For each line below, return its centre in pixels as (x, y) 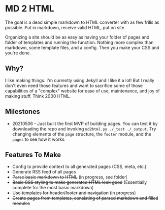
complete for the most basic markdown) (53, 188)
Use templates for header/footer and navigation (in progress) (74, 193)
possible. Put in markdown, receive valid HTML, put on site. (65, 27)
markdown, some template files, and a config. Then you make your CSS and (82, 47)
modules (21, 204)
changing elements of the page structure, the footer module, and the (82, 134)
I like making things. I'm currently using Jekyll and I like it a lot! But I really (80, 80)
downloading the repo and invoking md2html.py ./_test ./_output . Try (84, 128)
